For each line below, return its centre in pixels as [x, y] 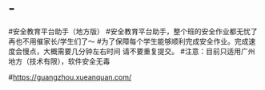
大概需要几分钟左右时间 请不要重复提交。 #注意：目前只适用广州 [149, 51]
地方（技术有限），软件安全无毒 [59, 61]
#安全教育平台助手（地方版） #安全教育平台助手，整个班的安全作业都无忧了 [133, 31]
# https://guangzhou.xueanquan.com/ [70, 77]
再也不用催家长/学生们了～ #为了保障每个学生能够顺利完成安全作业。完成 [128, 41]
